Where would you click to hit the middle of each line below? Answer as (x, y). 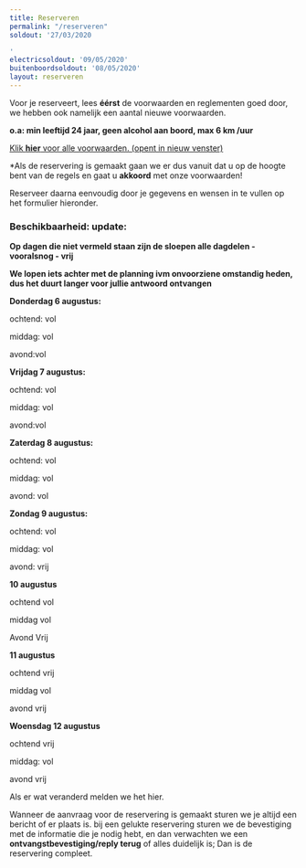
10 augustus (33, 585)
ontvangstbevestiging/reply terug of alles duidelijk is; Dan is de (131, 844)
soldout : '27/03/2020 (51, 35)
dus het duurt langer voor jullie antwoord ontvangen (111, 283)
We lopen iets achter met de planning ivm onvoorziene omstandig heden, (151, 274)
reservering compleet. (51, 853)
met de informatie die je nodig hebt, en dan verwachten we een (129, 834)
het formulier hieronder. (54, 203)
